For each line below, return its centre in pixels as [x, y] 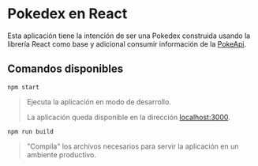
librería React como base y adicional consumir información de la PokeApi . [127, 43]
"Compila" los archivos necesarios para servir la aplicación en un [133, 146]
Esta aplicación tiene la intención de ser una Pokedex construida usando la [129, 36]
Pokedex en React [67, 14]
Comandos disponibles [65, 69]
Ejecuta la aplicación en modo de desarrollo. [99, 102]
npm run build [31, 131]
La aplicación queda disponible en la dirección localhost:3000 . [128, 117]
